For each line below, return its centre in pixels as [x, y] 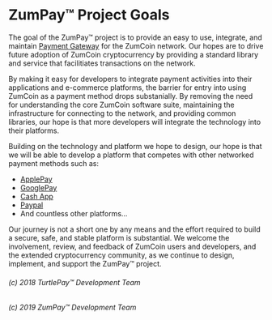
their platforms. [34, 130]
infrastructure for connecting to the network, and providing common [122, 113]
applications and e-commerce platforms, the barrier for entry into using [127, 87]
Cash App [37, 196]
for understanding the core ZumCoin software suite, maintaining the [121, 105]
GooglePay [38, 187]
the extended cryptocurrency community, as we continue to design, [121, 255]
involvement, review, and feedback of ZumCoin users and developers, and [132, 246]
